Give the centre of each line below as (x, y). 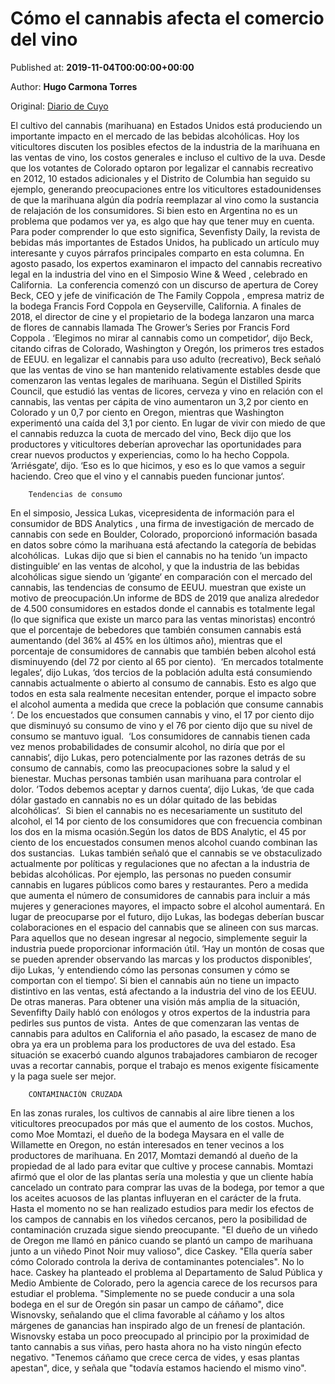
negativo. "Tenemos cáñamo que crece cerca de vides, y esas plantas (155, 1357)
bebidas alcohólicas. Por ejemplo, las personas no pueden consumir (151, 874)
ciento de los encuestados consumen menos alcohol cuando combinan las (164, 842)
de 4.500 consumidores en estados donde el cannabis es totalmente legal (163, 608)
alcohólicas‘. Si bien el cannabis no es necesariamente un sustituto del (156, 810)
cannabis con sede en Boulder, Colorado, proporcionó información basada (164, 534)
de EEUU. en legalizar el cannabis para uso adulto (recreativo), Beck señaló (166, 359)
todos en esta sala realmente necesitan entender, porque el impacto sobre (163, 693)
